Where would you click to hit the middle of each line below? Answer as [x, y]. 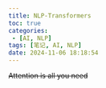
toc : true [25, 23]
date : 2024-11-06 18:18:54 [53, 53]
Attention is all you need [48, 76]
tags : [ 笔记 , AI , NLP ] [45, 46]
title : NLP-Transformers [50, 16]
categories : [28, 30]
